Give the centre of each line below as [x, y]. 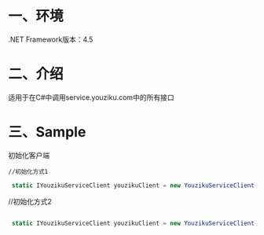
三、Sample [47, 132]
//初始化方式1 [28, 171]
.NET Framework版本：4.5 [51, 39]
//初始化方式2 [30, 201]
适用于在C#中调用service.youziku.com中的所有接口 [91, 97]
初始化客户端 [29, 155]
